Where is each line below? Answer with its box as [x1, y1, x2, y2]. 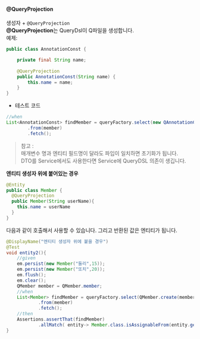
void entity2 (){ [6, 249, 46, 256]
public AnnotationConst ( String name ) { [17, 74, 116, 80]
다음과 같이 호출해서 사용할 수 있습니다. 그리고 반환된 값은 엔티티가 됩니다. [6, 227, 177, 234]
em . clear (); [17, 277, 46, 283]
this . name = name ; [27, 79, 73, 85]
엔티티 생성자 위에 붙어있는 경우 [6, 170, 79, 177]
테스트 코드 [14, 102, 41, 109]
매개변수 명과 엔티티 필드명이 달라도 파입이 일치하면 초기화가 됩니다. [20, 149, 179, 157]
